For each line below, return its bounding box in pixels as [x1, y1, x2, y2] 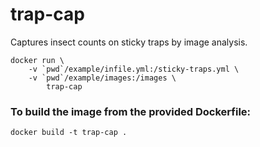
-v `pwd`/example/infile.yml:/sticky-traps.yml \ [28, 64, 240, 74]
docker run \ [10, 55, 65, 65]
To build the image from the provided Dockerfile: [10, 104, 252, 118]
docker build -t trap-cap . [10, 128, 128, 138]
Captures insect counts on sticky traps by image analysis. [10, 36, 248, 48]
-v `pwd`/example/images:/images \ [28, 73, 177, 83]
